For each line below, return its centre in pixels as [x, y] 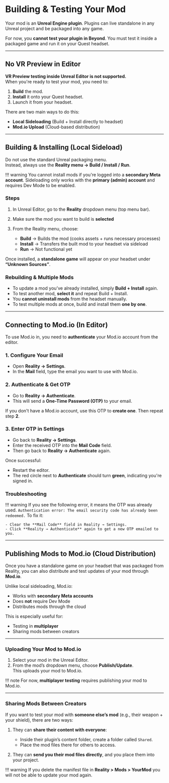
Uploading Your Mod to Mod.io [43, 649]
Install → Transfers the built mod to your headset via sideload [84, 244]
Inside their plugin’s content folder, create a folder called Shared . [87, 739]
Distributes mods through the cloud [49, 606]
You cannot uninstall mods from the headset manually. [70, 299]
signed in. [23, 481]
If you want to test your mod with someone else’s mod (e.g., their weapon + [84, 715]
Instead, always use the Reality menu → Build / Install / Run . [68, 165]
